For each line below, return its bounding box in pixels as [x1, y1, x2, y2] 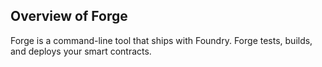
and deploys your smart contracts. [10, 45, 152, 57]
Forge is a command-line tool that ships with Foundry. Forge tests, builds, [10, 34, 313, 46]
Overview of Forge [10, 8, 128, 25]
